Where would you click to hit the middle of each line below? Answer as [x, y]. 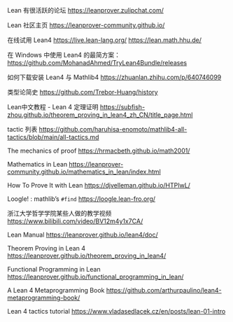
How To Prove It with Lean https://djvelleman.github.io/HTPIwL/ [99, 185]
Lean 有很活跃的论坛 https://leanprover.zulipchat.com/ [86, 10]
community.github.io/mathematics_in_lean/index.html [84, 171]
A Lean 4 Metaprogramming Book [56, 290]
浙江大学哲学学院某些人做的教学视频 [59, 213]
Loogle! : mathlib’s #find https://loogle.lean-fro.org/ [82, 199]
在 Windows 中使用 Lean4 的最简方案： [64, 55]
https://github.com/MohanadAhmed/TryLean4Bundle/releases [97, 63]
